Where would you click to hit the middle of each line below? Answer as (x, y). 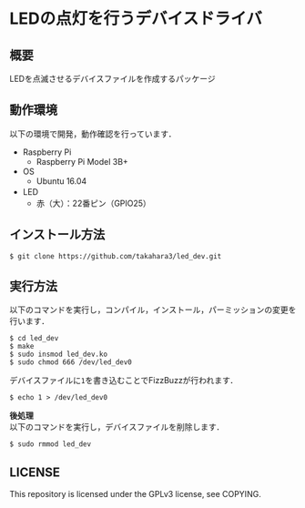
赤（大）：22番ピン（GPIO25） (94, 203)
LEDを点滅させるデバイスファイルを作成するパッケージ (112, 79)
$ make (22, 347)
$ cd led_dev (34, 339)
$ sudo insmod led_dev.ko (58, 355)
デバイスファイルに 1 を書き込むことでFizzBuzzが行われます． (124, 381)
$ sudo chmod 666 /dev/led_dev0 (71, 362)
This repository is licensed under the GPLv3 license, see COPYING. (135, 494)
